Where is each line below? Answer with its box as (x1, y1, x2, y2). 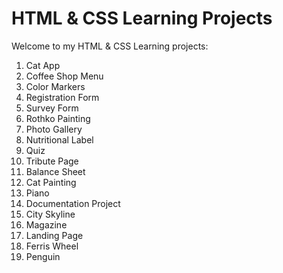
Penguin (25, 250, 61, 262)
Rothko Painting (25, 112, 91, 124)
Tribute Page (25, 155, 79, 167)
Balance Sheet (25, 165, 86, 177)
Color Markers (25, 80, 86, 92)
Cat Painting (25, 176, 77, 188)
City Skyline (25, 208, 76, 220)
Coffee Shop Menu (25, 70, 104, 82)
